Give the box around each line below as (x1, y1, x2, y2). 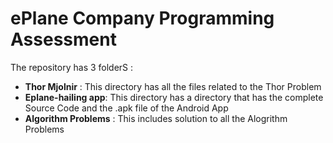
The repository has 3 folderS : (10, 61, 134, 73)
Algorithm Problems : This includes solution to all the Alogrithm (24, 112, 288, 124)
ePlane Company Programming (10, 7, 275, 30)
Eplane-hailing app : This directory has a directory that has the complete (24, 91, 324, 103)
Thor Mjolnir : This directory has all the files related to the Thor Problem (24, 80, 322, 92)
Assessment (10, 28, 117, 51)
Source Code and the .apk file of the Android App (24, 102, 229, 114)
